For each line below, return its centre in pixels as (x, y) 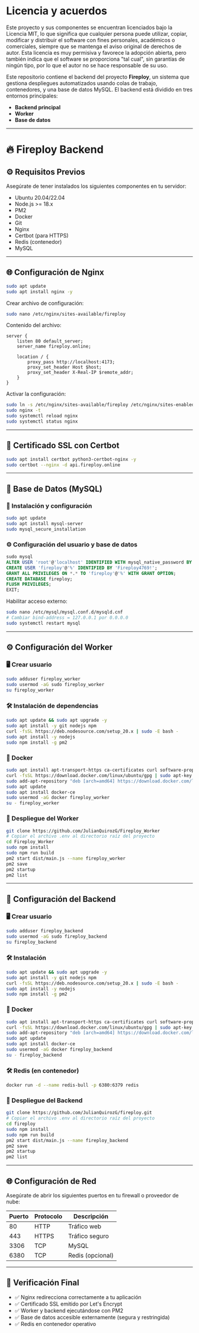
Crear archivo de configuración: (45, 303)
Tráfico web (85, 1226)
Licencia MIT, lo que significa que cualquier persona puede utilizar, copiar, (97, 33)
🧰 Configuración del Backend (61, 899)
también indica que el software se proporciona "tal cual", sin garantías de (96, 59)
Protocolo (49, 1216)
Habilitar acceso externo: (37, 601)
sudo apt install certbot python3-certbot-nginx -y (71, 459)
